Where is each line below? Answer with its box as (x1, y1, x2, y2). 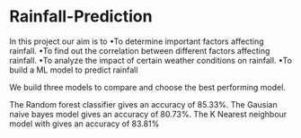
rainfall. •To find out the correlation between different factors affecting (9, 45, 270, 56)
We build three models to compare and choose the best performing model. (9, 82, 286, 92)
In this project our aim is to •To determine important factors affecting (9, 36, 264, 47)
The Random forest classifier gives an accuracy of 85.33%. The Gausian (9, 99, 278, 109)
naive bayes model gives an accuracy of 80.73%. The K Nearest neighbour (9, 108, 288, 119)
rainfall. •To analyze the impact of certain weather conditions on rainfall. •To (9, 55, 292, 65)
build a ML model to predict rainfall (9, 65, 138, 75)
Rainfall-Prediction (9, 6, 153, 27)
